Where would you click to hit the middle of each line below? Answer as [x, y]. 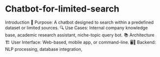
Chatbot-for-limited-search [62, 9]
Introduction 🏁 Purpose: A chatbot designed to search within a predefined [80, 22]
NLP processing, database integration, [44, 49]
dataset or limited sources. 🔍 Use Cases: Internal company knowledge [77, 28]
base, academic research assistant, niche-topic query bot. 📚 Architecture [80, 35]
